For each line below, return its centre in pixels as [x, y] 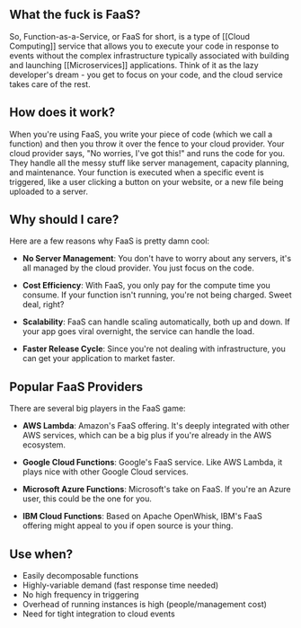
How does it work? [62, 113]
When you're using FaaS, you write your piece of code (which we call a [141, 134]
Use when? [41, 554]
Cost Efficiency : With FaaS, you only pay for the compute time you [146, 286]
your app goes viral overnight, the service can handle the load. [138, 332]
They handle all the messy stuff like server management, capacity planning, [149, 163]
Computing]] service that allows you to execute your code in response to [144, 46]
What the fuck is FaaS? [75, 15]
